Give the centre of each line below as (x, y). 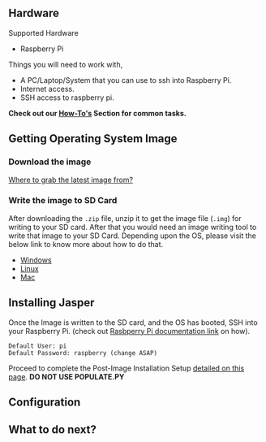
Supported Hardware (43, 32)
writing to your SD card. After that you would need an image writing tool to (133, 227)
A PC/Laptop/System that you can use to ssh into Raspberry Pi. (126, 80)
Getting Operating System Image (93, 139)
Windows (36, 260)
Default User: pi (38, 346)
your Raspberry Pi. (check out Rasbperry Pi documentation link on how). (129, 331)
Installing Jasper (51, 303)
